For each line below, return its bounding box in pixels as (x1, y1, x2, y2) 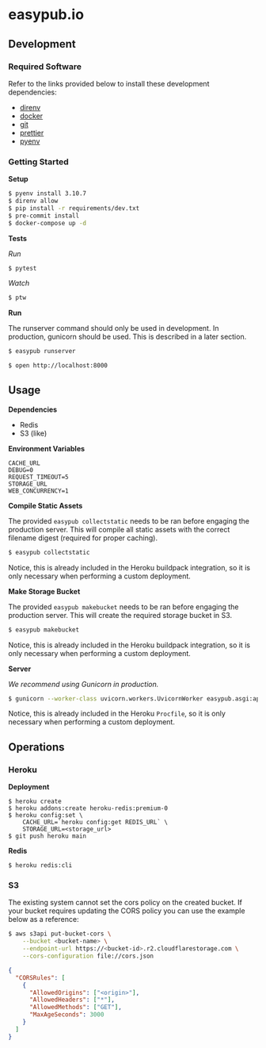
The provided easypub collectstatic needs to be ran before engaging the (8, 516, 249, 525)
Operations (8, 740, 65, 754)
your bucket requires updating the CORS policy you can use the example (8, 906, 245, 916)
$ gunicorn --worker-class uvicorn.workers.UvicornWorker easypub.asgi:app (8, 694, 264, 703)
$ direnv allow (8, 197, 59, 205)
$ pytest (8, 264, 37, 272)
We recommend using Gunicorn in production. (8, 679, 159, 689)
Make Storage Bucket (8, 586, 81, 596)
